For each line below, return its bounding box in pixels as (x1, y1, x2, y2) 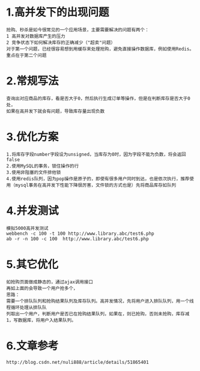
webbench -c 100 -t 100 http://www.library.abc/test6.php (6, 231, 154, 237)
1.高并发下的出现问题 (6, 5, 109, 19)
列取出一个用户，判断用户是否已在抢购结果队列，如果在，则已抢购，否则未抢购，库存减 (6, 310, 190, 317)
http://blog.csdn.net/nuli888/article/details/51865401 (6, 359, 149, 365)
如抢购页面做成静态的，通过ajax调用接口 (6, 279, 93, 285)
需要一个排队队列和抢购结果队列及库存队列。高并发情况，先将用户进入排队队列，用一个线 (6, 298, 194, 304)
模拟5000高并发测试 (6, 225, 49, 231)
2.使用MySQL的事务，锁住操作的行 (6, 163, 79, 169)
